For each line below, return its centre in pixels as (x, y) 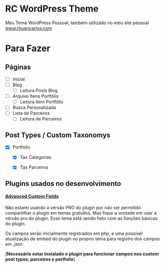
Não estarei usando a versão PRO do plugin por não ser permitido (73, 208)
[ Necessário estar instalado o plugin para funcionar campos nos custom (82, 254)
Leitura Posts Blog (39, 91)
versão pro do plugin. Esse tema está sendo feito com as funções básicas (81, 218)
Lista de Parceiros (31, 113)
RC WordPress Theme (52, 9)
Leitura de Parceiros (41, 119)
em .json (14, 244)
